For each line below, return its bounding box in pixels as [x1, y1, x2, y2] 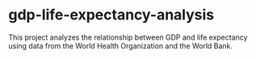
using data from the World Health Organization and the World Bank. [8, 40, 233, 50]
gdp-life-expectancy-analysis [8, 6, 215, 24]
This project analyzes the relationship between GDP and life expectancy [8, 32, 248, 42]
